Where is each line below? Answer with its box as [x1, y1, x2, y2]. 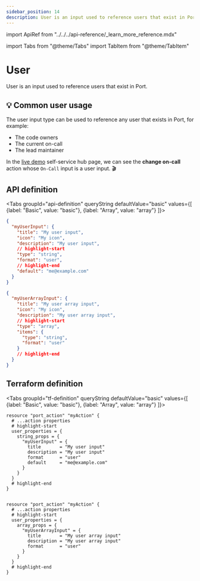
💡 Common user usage [6, 100, 93, 110]
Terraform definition [6, 379, 83, 389]
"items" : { [17, 329, 44, 335]
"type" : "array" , [17, 323, 60, 329]
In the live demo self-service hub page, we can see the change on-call [6, 158, 181, 165]
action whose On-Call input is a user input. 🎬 [6, 165, 117, 172]
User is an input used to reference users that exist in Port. [6, 83, 148, 90]
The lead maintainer [14, 147, 64, 154]
